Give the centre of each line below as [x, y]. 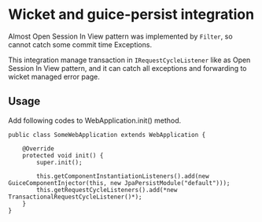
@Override [39, 148]
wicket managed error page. [54, 76]
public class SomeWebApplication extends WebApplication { [107, 135]
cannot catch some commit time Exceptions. [80, 44]
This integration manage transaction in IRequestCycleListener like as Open [129, 60]
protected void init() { [63, 155]
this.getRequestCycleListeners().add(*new [107, 190]
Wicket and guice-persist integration [131, 15]
